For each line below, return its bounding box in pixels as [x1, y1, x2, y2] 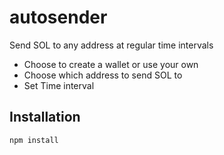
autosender [9, 6, 108, 29]
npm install [9, 135, 59, 145]
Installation [9, 109, 81, 126]
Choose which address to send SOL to [23, 69, 183, 81]
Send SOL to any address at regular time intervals [9, 39, 214, 51]
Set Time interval [23, 79, 95, 91]
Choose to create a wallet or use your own [23, 58, 199, 70]
